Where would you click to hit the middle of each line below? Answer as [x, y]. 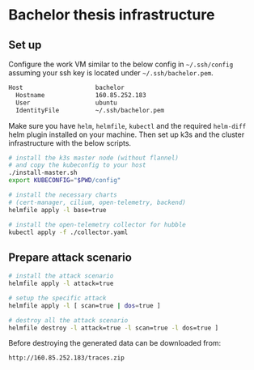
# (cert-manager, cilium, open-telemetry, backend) [97, 202]
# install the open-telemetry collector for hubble [97, 224]
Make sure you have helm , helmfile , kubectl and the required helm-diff [127, 125]
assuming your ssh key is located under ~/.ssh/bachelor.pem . [111, 73]
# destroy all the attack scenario [68, 320]
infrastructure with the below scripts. [70, 142]
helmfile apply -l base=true [57, 210]
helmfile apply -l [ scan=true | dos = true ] [85, 305]
